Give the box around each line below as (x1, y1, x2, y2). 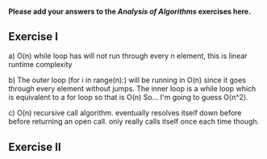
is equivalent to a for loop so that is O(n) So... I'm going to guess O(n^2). (8, 93, 248, 103)
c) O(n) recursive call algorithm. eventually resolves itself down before (8, 108, 242, 118)
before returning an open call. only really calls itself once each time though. (8, 117, 260, 127)
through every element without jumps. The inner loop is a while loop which (8, 84, 257, 94)
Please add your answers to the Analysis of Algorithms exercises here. (8, 6, 252, 16)
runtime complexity (8, 60, 73, 69)
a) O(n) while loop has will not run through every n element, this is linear (8, 51, 248, 61)
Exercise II (8, 140, 62, 153)
